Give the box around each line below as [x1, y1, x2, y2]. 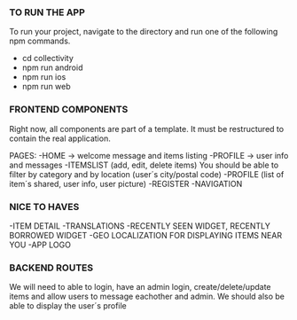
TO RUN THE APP [9, 6, 86, 19]
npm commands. [9, 35, 71, 46]
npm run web [21, 82, 71, 92]
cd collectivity [21, 53, 74, 64]
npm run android [21, 62, 83, 73]
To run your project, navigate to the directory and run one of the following [9, 27, 278, 37]
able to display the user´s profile [9, 300, 127, 311]
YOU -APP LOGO [9, 239, 71, 250]
